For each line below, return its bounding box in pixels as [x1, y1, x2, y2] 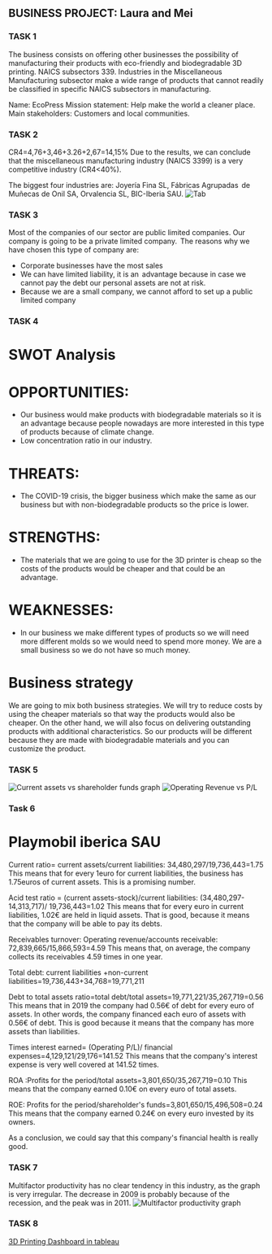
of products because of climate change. [19, 427, 154, 437]
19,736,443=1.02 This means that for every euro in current [49, 902, 244, 911]
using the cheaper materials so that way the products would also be [8, 710, 235, 719]
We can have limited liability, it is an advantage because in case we [19, 269, 246, 279]
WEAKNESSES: [8, 601, 114, 619]
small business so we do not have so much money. [19, 645, 191, 655]
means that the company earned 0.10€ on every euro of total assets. [8, 1084, 237, 1094]
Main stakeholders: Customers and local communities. [8, 108, 190, 118]
